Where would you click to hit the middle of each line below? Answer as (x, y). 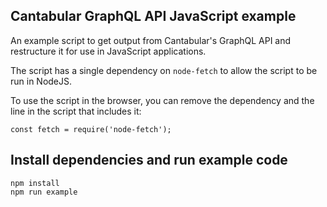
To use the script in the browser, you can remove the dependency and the (162, 100)
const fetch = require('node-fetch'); (91, 129)
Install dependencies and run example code (149, 160)
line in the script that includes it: (76, 111)
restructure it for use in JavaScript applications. (108, 51)
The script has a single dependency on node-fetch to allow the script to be (164, 70)
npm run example (44, 192)
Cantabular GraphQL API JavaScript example (153, 16)
